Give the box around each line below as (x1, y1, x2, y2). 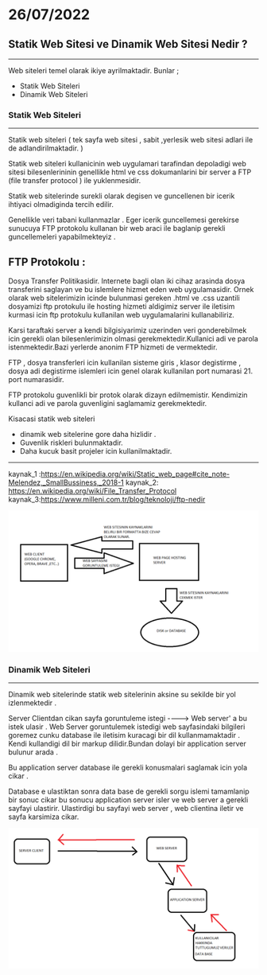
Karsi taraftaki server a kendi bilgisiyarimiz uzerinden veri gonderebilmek (8, 326, 247, 335)
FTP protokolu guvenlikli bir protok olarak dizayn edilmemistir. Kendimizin (8, 390, 248, 400)
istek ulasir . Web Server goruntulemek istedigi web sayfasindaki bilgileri (8, 722, 246, 731)
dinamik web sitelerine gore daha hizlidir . (19, 430, 157, 439)
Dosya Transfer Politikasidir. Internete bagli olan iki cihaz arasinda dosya (8, 276, 246, 286)
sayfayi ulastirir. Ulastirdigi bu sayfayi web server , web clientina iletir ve (8, 803, 244, 813)
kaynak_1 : (8, 470, 41, 479)
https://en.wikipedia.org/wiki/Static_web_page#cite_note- (41, 470, 230, 479)
